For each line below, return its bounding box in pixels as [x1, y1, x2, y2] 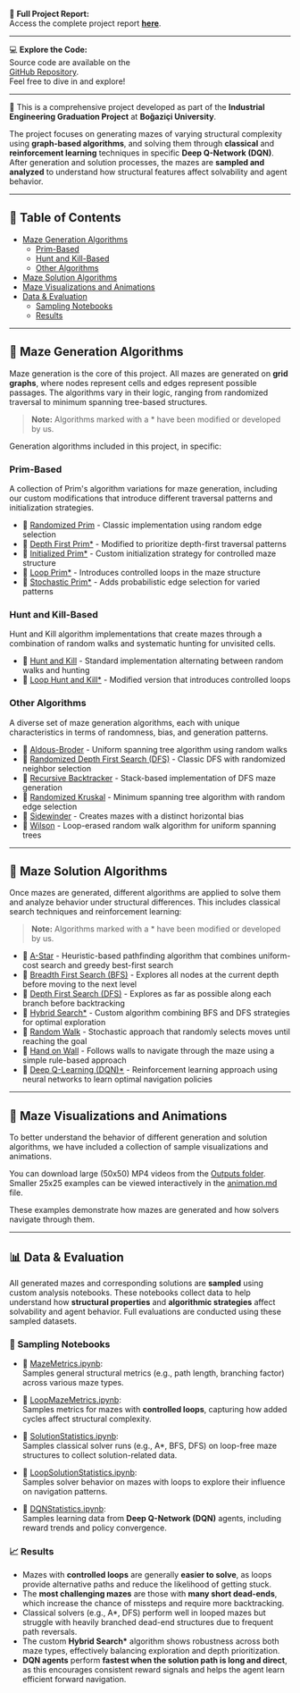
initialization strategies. [9, 501, 95, 513]
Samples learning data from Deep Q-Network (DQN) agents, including [21, 1513, 281, 1524]
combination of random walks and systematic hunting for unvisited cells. [9, 638, 276, 649]
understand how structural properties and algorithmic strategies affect [9, 1296, 276, 1307]
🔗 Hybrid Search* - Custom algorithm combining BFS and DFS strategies [21, 1007, 290, 1018]
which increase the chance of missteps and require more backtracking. [21, 1597, 285, 1608]
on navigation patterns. [21, 1487, 108, 1497]
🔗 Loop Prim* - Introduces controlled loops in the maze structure [21, 567, 261, 577]
